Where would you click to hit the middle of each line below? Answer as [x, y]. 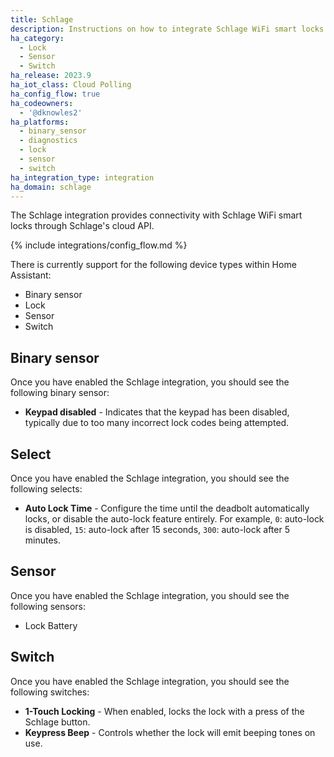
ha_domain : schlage [51, 187]
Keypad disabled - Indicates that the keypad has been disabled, [157, 412]
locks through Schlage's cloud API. [82, 226]
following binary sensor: [60, 393]
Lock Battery [51, 625]
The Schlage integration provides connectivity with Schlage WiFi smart [156, 215]
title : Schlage [42, 19]
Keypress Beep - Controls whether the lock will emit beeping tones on [170, 732]
